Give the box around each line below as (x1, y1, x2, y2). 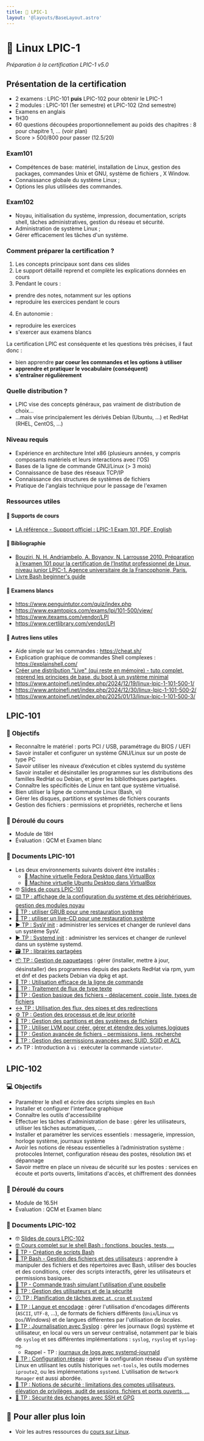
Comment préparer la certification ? (6, 246, 114, 255)
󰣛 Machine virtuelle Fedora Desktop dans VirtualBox (24, 872, 155, 880)
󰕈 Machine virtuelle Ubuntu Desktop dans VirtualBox (24, 879, 157, 886)
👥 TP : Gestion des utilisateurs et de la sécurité (15, 1288, 133, 1295)
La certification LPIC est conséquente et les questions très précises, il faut (6, 340, 193, 348)
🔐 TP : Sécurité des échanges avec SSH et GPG (15, 1394, 135, 1401)
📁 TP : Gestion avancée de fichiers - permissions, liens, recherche (15, 1030, 181, 1038)
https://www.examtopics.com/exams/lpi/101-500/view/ (15, 607, 153, 614)
